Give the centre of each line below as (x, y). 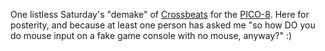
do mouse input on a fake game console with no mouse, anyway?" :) (151, 35)
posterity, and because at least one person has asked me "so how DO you (163, 25)
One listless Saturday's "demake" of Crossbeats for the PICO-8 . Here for (160, 14)
